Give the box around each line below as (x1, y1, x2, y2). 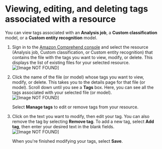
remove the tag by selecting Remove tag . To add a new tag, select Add (12, 119, 154, 124)
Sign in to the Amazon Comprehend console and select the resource (12, 44, 148, 50)
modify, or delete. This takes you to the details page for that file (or (12, 79, 146, 85)
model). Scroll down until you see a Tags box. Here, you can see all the (12, 84, 154, 90)
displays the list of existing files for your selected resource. (12, 60, 130, 65)
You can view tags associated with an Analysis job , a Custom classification (5, 30, 158, 35)
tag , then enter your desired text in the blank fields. (12, 123, 115, 129)
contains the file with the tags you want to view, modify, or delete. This (12, 54, 153, 60)
